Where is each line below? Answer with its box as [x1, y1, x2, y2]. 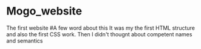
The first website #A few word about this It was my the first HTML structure [6, 24, 196, 31]
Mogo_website [6, 4, 83, 18]
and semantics [6, 37, 43, 44]
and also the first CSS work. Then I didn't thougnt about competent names [6, 30, 192, 38]
